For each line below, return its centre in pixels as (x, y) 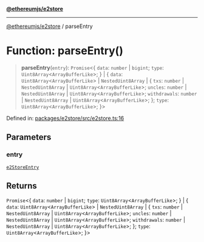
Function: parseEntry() (65, 51)
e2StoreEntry (23, 167)
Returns (22, 186)
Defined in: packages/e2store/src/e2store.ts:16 (65, 118)
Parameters (29, 137)
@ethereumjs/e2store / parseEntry (49, 26)
